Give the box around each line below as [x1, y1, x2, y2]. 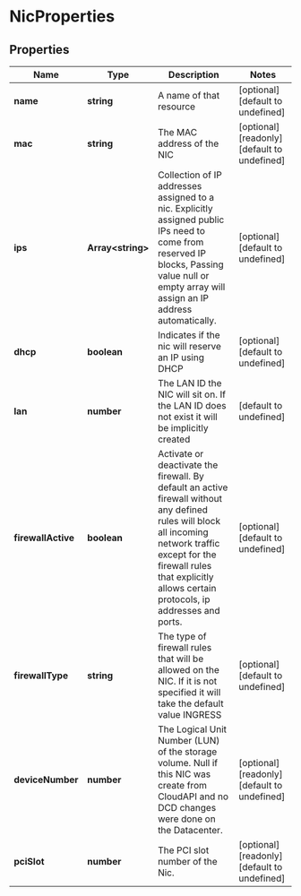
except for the [158, 548, 217, 561]
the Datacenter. [158, 824, 223, 836]
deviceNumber [13, 773, 79, 786]
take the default [158, 697, 224, 710]
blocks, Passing [158, 258, 224, 271]
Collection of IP [158, 168, 222, 181]
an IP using [158, 351, 204, 364]
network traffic [158, 538, 220, 549]
